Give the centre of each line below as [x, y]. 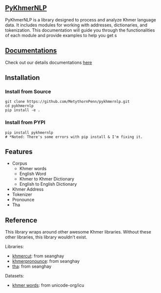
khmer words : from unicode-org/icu [48, 285]
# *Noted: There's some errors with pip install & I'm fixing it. [74, 137]
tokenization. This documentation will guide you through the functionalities [80, 30]
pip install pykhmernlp [29, 133]
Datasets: [15, 276]
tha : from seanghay [32, 266]
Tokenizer [22, 195]
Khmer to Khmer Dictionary [47, 179]
